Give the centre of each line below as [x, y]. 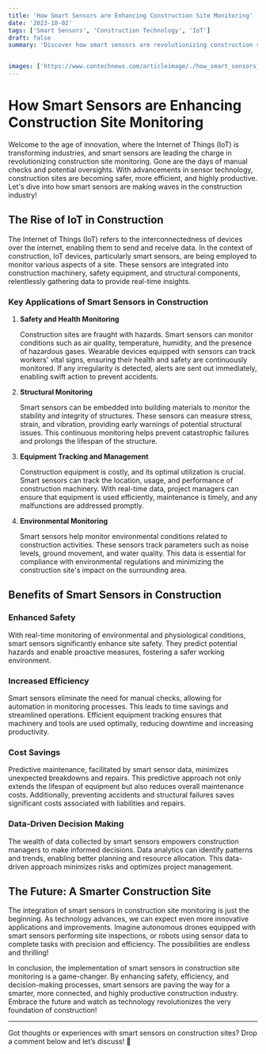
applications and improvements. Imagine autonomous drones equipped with [132, 927]
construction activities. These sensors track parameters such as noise [134, 545]
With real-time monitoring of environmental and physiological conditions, [127, 635]
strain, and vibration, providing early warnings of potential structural [131, 425]
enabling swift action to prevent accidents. [89, 377]
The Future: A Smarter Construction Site [110, 892]
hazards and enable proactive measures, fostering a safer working [116, 652]
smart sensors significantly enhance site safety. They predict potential [123, 643]
